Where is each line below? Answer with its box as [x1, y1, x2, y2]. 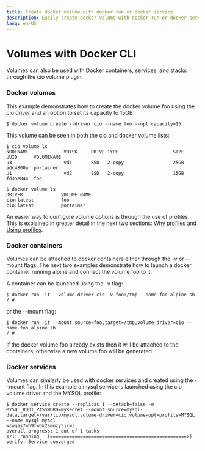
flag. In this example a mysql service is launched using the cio [26, 383, 182, 391]
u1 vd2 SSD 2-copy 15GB [6, 170, 184, 176]
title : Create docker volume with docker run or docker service [6, 9, 173, 15]
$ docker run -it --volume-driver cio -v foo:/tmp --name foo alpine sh [6, 291, 195, 298]
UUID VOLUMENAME [6, 154, 62, 160]
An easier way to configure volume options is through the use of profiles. [6, 213, 190, 220]
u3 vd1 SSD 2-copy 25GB [6, 159, 184, 166]
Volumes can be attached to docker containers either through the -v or [6, 255, 184, 262]
